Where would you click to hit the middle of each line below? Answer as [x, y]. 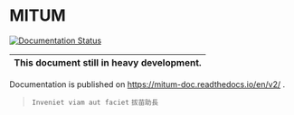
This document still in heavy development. [108, 62]
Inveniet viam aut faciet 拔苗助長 [95, 102]
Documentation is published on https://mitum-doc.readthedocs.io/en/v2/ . [147, 84]
